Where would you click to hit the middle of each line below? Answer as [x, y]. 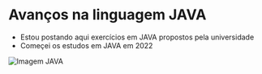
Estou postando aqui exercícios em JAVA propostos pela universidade [137, 37]
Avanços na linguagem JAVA [107, 15]
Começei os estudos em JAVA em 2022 [86, 45]
